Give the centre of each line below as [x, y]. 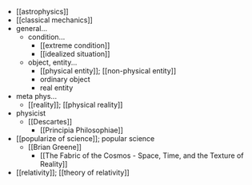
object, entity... [52, 62]
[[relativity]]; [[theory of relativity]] [72, 172]
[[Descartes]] [50, 122]
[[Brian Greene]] [55, 147]
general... [32, 28]
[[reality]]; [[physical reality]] [75, 104]
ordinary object [65, 79]
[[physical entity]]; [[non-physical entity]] [108, 71]
